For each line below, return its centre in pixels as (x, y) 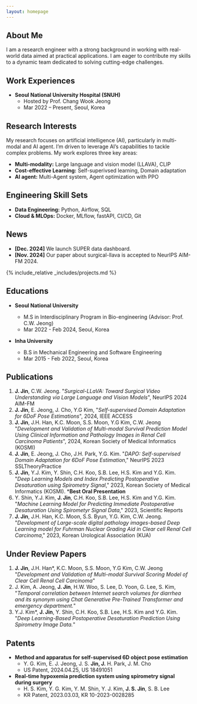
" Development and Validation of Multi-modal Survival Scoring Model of (101, 574)
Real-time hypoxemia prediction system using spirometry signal (95, 676)
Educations (27, 291)
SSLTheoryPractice (38, 466)
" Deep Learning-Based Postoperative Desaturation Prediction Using (97, 618)
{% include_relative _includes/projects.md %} (61, 273)
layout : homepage (27, 12)
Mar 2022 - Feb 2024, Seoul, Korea (66, 329)
